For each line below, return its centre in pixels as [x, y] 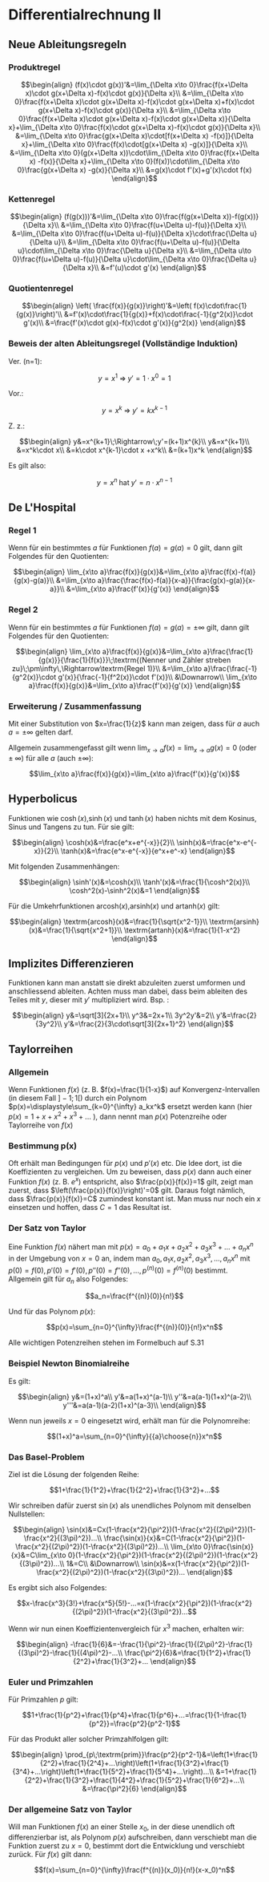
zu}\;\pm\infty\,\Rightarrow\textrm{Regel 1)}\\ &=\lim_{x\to [107, 668]
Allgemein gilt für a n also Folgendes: [68, 1279]
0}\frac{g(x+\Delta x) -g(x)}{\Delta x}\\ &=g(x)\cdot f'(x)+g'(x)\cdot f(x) [134, 169]
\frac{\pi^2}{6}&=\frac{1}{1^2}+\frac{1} [188, 1653]
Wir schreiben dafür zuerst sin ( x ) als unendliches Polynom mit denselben [130, 1505]
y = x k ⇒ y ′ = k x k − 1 [134, 410]
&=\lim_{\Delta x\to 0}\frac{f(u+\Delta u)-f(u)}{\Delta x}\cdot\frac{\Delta [130, 233]
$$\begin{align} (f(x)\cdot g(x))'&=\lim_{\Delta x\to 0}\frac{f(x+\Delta [134, 84]
